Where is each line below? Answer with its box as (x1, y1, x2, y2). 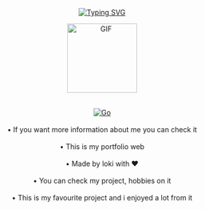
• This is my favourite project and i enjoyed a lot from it (11, 193, 193, 202)
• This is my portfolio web (59, 142, 145, 151)
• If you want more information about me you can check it (6, 125, 198, 134)
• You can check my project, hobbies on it (33, 176, 171, 185)
